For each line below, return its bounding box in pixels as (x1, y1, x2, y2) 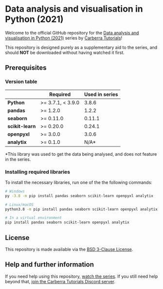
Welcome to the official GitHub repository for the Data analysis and (5, 30, 139, 36)
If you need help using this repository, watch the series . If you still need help (5, 273, 158, 279)
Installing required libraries (5, 168, 71, 175)
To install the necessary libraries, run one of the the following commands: (5, 179, 152, 185)
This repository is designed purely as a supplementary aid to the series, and (5, 44, 158, 50)
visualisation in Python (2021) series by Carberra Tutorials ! (5, 35, 123, 41)
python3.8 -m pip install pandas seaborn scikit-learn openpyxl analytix (5, 207, 158, 212)
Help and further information (5, 260, 94, 269)
